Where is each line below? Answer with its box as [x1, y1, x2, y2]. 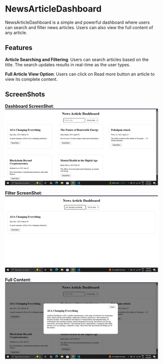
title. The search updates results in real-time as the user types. [5, 61, 130, 67]
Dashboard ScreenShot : [5, 103, 54, 109]
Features [5, 44, 33, 52]
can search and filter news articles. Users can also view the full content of [5, 24, 153, 30]
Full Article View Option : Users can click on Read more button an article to [5, 71, 155, 77]
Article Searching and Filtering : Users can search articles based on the [5, 57, 149, 62]
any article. [5, 30, 28, 35]
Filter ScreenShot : [5, 190, 43, 196]
